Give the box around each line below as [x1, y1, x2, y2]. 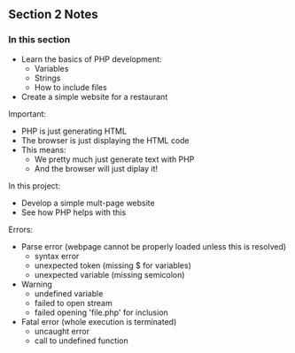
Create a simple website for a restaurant [20, 91, 168, 102]
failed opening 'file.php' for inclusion [34, 307, 169, 318]
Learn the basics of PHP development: [20, 53, 162, 65]
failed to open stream [34, 297, 113, 308]
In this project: [8, 180, 61, 191]
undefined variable [34, 288, 104, 299]
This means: [20, 144, 66, 155]
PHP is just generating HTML [20, 126, 128, 136]
